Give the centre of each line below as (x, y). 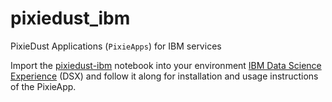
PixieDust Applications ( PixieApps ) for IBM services (116, 46)
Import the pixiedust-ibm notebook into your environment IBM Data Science (166, 65)
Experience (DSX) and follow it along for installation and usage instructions (164, 76)
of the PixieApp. (43, 86)
